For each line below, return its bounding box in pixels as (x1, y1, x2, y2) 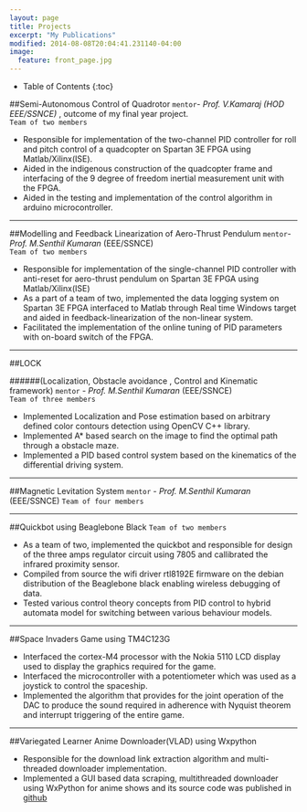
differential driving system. (22, 459, 123, 470)
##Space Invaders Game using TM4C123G (9, 634, 171, 644)
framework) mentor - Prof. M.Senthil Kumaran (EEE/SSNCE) (9, 385, 233, 395)
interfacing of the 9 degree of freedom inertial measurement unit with (22, 173, 285, 184)
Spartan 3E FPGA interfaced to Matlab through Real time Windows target (22, 302, 297, 313)
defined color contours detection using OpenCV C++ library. (22, 421, 251, 431)
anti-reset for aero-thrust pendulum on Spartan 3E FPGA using (22, 273, 259, 284)
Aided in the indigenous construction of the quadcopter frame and (22, 163, 273, 174)
